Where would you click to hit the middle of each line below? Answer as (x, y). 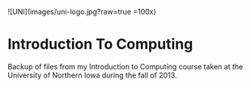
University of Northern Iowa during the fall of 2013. (92, 75)
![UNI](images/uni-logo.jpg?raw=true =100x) (82, 12)
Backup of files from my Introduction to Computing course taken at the (125, 66)
